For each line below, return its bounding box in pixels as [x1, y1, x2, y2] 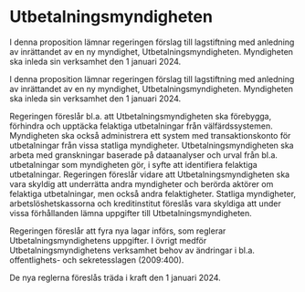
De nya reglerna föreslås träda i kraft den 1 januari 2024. [9, 272, 221, 283]
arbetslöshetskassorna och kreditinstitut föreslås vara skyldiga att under [9, 198, 281, 209]
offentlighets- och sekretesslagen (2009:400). [9, 254, 184, 266]
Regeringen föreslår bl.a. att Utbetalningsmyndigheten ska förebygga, [9, 110, 272, 121]
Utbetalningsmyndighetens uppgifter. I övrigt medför [9, 235, 207, 245]
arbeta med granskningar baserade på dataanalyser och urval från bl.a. [9, 149, 279, 161]
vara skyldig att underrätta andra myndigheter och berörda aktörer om [9, 178, 274, 189]
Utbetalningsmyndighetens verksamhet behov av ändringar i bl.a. [9, 245, 256, 255]
